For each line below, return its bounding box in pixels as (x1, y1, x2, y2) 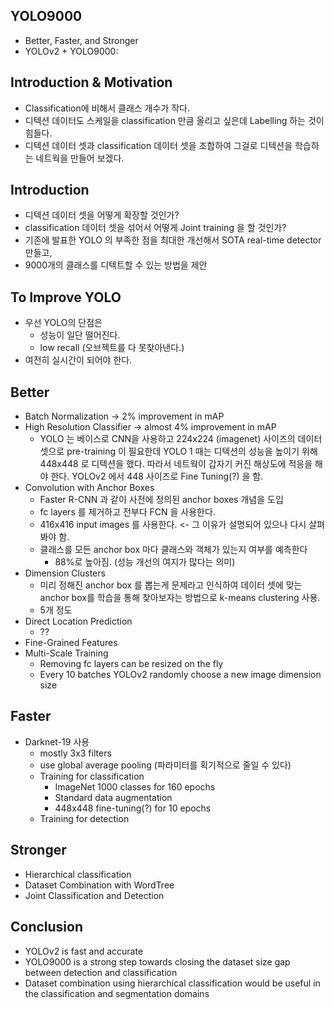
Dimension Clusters (24, 567, 106, 579)
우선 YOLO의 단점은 (24, 317, 103, 329)
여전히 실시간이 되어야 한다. (24, 354, 133, 366)
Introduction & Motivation (10, 74, 173, 91)
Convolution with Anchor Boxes (24, 482, 155, 494)
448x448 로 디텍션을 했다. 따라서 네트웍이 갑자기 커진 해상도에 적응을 (39, 458, 313, 470)
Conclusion (10, 919, 84, 936)
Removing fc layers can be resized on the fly (39, 658, 224, 670)
